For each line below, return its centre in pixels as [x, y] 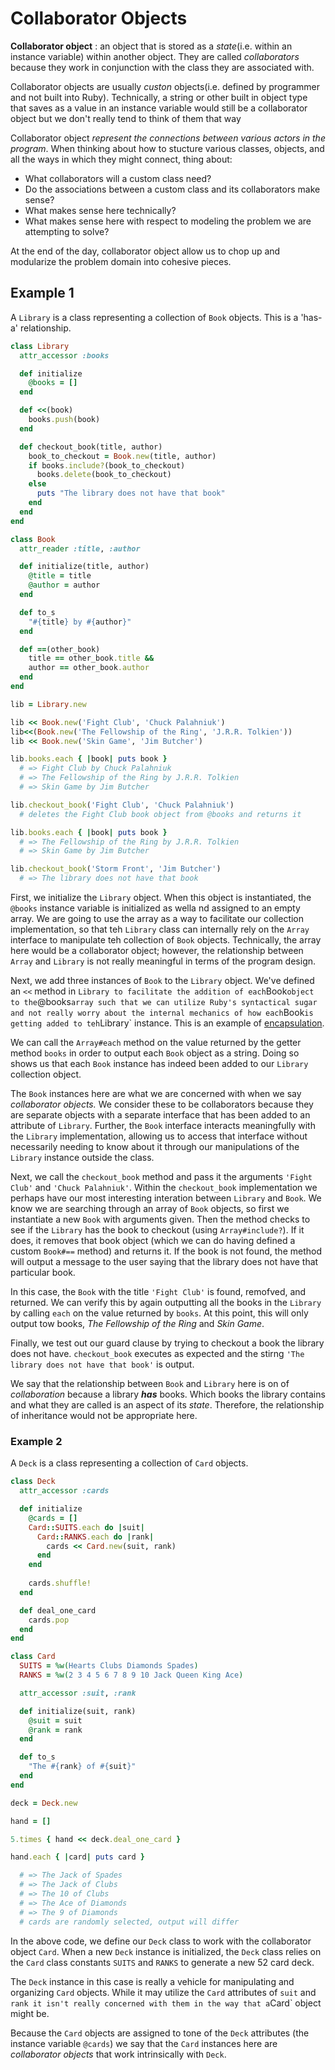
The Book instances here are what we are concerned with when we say [156, 1093]
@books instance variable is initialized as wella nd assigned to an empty [155, 908]
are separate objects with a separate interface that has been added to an [160, 1115]
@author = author [64, 585]
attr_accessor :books [64, 355]
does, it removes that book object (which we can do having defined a [153, 1240]
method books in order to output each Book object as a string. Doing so [155, 1053]
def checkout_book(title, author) [91, 447]
